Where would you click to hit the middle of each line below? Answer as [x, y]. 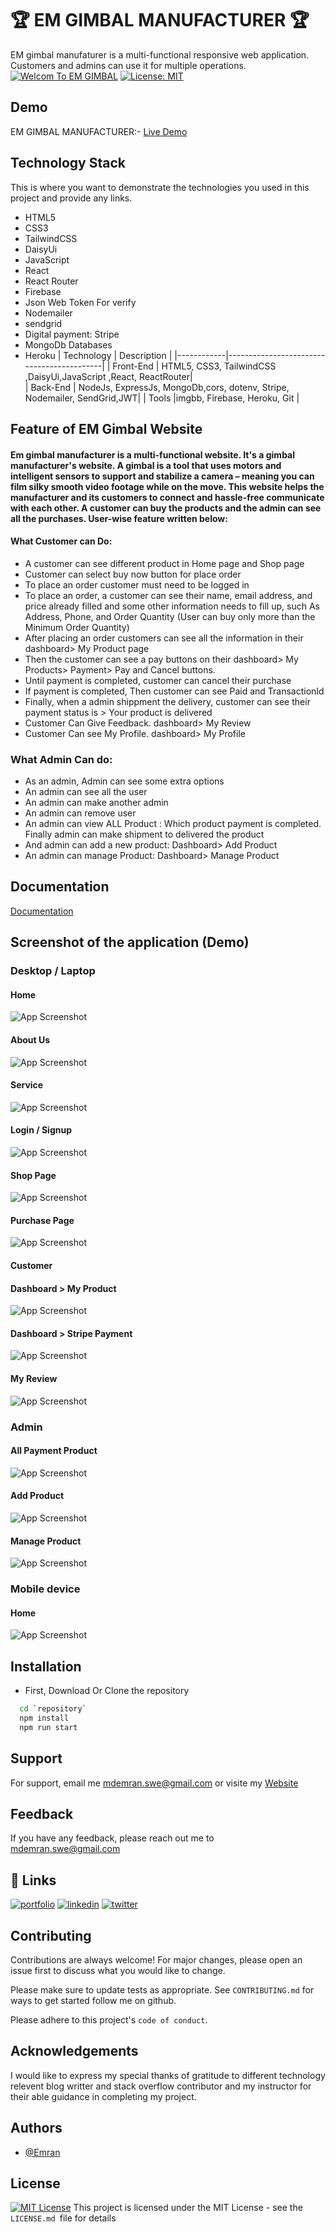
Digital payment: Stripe [72, 334]
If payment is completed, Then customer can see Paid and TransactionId [174, 691]
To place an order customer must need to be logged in [137, 584]
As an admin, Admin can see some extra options [124, 781]
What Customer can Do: [61, 541]
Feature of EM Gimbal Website [106, 428]
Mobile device [45, 1589]
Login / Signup [41, 1130]
